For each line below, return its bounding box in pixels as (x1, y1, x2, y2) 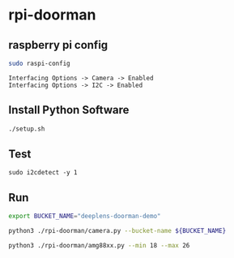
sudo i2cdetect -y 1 (8, 169, 79, 177)
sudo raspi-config (8, 59, 70, 67)
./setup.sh (8, 124, 45, 133)
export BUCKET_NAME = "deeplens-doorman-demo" (8, 213, 161, 221)
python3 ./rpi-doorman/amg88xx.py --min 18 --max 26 (8, 241, 190, 249)
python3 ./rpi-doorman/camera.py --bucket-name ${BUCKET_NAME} (8, 227, 227, 235)
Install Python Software (8, 103, 130, 117)
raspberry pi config (8, 38, 108, 52)
